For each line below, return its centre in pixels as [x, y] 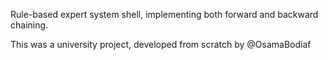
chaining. [29, 25]
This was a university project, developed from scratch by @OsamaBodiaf [161, 44]
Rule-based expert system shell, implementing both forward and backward [164, 14]
